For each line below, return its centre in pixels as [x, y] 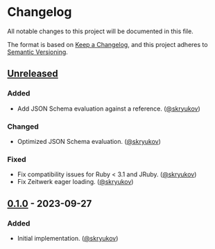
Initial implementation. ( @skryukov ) [68, 238]
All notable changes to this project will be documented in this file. [101, 31]
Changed [23, 127]
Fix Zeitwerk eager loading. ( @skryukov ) [75, 182]
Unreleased [33, 74]
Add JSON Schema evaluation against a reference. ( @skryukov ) [109, 109]
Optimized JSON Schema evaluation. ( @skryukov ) [89, 141]
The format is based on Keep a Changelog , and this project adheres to [108, 44]
